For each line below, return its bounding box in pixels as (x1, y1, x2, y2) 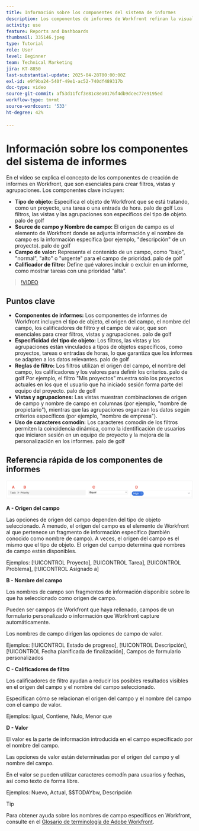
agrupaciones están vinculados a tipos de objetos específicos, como (14, 344, 183, 351)
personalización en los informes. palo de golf (14, 438, 126, 445)
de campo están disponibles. (6, 547, 77, 554)
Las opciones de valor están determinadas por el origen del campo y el (6, 753, 179, 761)
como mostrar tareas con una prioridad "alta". (14, 267, 127, 275)
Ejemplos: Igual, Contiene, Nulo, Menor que (6, 713, 113, 720)
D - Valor (6, 724, 28, 731)
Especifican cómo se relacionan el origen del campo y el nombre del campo (6, 695, 191, 702)
